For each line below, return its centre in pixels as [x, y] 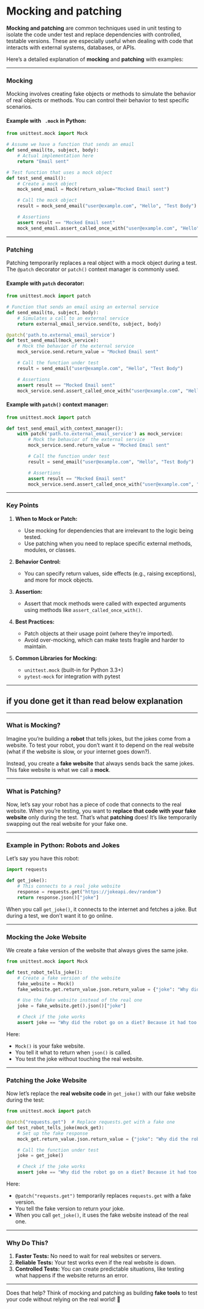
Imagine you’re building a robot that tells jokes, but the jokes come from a [98, 738]
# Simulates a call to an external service [73, 318]
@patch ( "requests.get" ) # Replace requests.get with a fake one [90, 1122]
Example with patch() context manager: [57, 405]
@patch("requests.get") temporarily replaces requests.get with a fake [103, 1196]
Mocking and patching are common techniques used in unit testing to [94, 28]
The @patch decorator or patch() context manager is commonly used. [93, 269]
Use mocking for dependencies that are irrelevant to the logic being [109, 531]
